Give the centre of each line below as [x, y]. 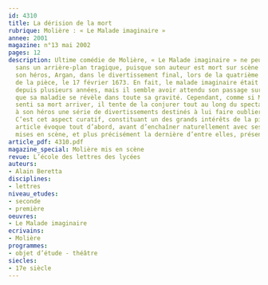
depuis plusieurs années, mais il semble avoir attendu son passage [132, 90]
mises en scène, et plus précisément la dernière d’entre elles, [126, 134]
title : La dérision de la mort [60, 23]
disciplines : [30, 179]
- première [26, 208]
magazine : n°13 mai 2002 [49, 46]
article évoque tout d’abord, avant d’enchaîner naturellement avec [132, 127]
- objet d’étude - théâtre [53, 253]
